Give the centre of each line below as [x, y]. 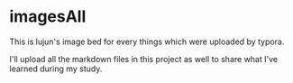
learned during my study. [56, 69]
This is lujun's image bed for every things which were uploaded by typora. [147, 41]
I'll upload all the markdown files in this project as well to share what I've [143, 59]
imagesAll [48, 17]
